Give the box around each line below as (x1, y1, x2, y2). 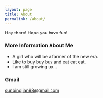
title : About (5, 12, 32, 17)
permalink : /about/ (5, 16, 46, 21)
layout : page (5, 7, 32, 12)
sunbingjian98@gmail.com (5, 87, 59, 93)
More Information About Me (5, 42, 73, 49)
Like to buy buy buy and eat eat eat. (12, 59, 86, 65)
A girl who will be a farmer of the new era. (12, 53, 98, 59)
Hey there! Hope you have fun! (5, 30, 68, 36)
